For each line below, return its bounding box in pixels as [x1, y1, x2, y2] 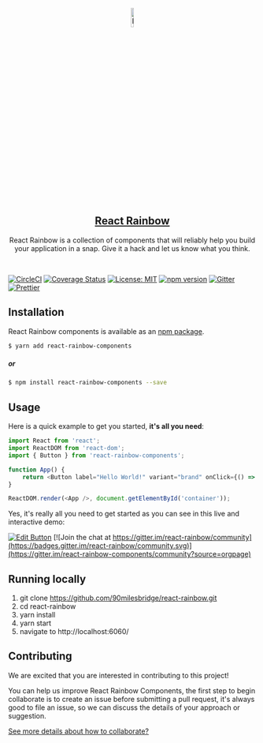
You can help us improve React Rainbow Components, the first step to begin [8, 685, 256, 695]
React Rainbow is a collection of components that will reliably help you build [9, 235, 256, 245]
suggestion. [8, 711, 47, 720]
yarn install [19, 610, 56, 620]
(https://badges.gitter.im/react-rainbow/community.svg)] [8, 541, 192, 550]
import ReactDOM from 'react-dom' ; [8, 445, 125, 452]
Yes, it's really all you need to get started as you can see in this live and [8, 509, 240, 519]
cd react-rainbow [19, 602, 76, 611]
